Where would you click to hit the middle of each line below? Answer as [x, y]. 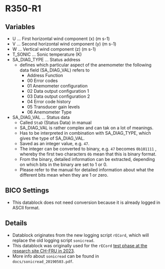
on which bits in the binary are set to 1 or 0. [63, 164]
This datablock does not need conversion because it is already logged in [86, 202]
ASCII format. [26, 207]
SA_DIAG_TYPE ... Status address [46, 59]
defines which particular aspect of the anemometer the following [85, 65]
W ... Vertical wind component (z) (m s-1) [54, 49]
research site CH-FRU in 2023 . [43, 251]
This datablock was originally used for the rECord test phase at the [80, 245]
